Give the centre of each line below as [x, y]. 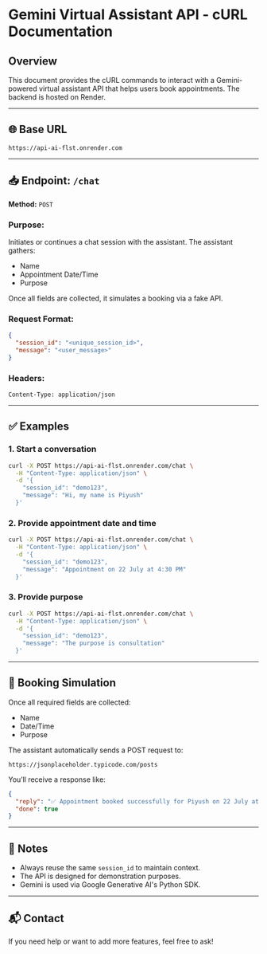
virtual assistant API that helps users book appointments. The [139, 88]
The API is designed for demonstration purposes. [100, 876]
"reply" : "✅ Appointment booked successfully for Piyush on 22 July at [137, 801]
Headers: [27, 378]
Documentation [61, 31]
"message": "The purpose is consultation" [94, 643]
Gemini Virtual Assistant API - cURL [128, 15]
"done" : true [37, 809]
